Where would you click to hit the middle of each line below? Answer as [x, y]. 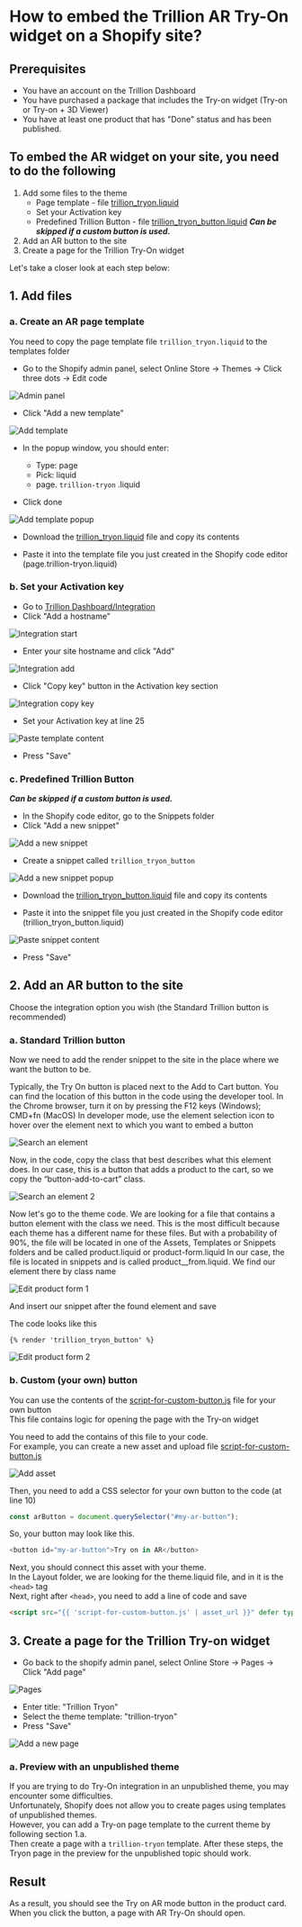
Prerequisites [48, 69]
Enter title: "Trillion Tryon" [70, 1706]
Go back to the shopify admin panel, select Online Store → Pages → [148, 1662]
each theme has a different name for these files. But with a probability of [143, 1233]
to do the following [63, 172]
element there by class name [63, 1271]
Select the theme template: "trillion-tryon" [100, 1716]
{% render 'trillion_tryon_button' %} [82, 1340]
